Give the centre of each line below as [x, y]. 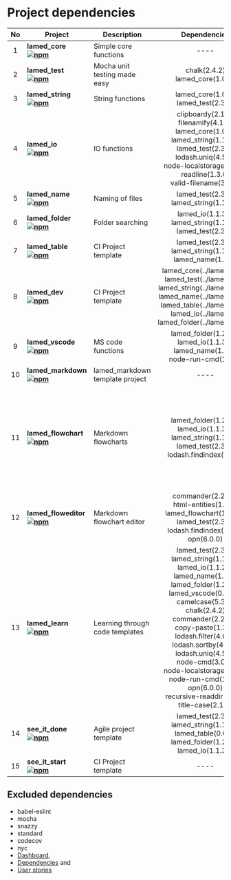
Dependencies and [44, 862]
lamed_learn [48, 623]
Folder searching [121, 222]
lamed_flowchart [55, 433]
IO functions [113, 148]
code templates [119, 632]
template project [120, 378]
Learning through [122, 623]
